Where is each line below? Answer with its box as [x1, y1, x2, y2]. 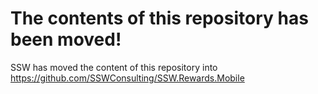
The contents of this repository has [10, 7, 309, 30]
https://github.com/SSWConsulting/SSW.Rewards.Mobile [10, 72, 245, 84]
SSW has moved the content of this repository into [10, 61, 218, 73]
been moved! [10, 28, 122, 51]
